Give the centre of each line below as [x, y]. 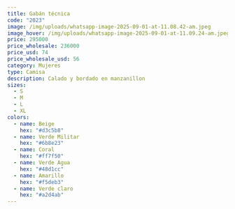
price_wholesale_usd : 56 [43, 59]
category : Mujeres [34, 65]
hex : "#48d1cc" [42, 169]
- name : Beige [34, 124]
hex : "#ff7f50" [42, 156]
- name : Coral [34, 150]
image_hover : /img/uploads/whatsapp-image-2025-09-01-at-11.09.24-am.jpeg [119, 33]
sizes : [17, 85]
